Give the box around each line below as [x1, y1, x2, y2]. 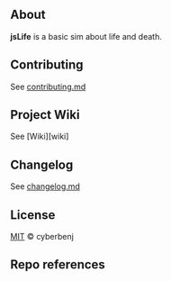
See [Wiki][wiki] [10, 131, 69, 142]
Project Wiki [10, 107, 80, 122]
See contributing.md [10, 81, 86, 92]
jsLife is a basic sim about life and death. [10, 31, 163, 41]
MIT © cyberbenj [10, 231, 75, 242]
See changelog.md [10, 181, 80, 192]
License [10, 207, 56, 222]
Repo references [10, 257, 106, 273]
